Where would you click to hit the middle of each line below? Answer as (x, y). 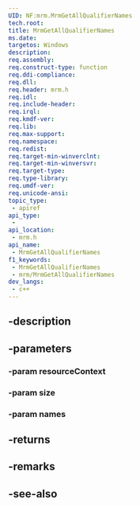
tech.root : (26, 23)
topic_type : (28, 200)
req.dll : (23, 82)
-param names (37, 414)
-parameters (40, 348)
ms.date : (23, 38)
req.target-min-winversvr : (53, 164)
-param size (32, 392)
